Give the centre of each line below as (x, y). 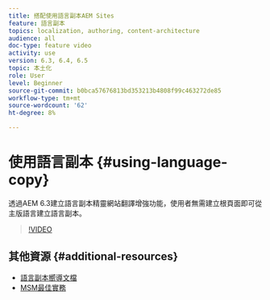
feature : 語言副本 (37, 23)
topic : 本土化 (30, 68)
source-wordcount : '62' (48, 105)
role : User (27, 76)
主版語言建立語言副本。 (47, 213)
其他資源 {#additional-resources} (93, 257)
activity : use (32, 53)
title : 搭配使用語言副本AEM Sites (61, 16)
